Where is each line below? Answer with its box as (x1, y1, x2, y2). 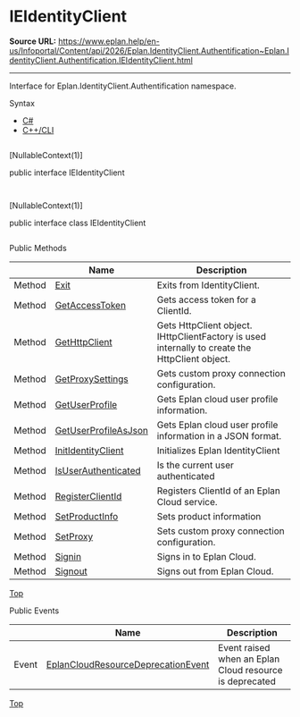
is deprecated (218, 675, 277, 687)
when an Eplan (218, 653, 280, 665)
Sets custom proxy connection (156, 525, 285, 537)
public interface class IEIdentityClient (9, 217, 146, 228)
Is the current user (156, 459, 235, 471)
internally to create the (156, 342, 252, 354)
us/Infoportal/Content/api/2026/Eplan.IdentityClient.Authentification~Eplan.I (9, 45, 290, 55)
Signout (54, 565, 87, 578)
